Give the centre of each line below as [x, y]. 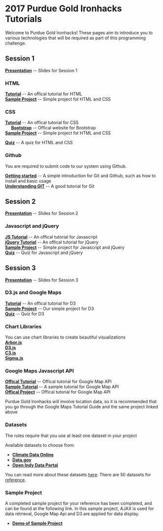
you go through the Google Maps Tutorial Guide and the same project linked [81, 407]
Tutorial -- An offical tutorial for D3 [40, 303]
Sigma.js [14, 358]
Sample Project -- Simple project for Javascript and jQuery [65, 247]
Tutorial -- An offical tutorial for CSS [42, 123]
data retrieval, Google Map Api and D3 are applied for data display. [72, 514]
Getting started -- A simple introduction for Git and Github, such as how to [81, 176]
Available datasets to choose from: [40, 445]
